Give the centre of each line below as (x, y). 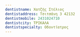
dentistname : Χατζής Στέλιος (35, 9)
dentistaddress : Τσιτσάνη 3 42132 (40, 14)
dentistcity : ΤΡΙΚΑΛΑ (27, 23)
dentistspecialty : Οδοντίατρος (37, 27)
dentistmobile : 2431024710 (32, 18)
